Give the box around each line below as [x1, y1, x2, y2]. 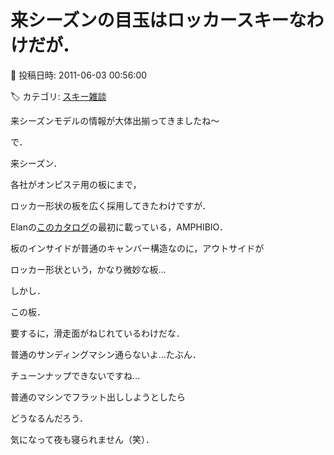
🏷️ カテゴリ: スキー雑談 [10, 90, 107, 102]
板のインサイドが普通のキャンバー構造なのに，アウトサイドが [10, 242, 265, 254]
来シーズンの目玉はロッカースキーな [10, 9, 307, 32]
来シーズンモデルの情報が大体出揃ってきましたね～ [10, 114, 220, 126]
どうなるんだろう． [10, 412, 89, 424]
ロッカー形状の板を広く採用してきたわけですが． [10, 199, 212, 211]
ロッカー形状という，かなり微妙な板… [10, 263, 167, 275]
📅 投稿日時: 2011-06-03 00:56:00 [10, 69, 148, 81]
